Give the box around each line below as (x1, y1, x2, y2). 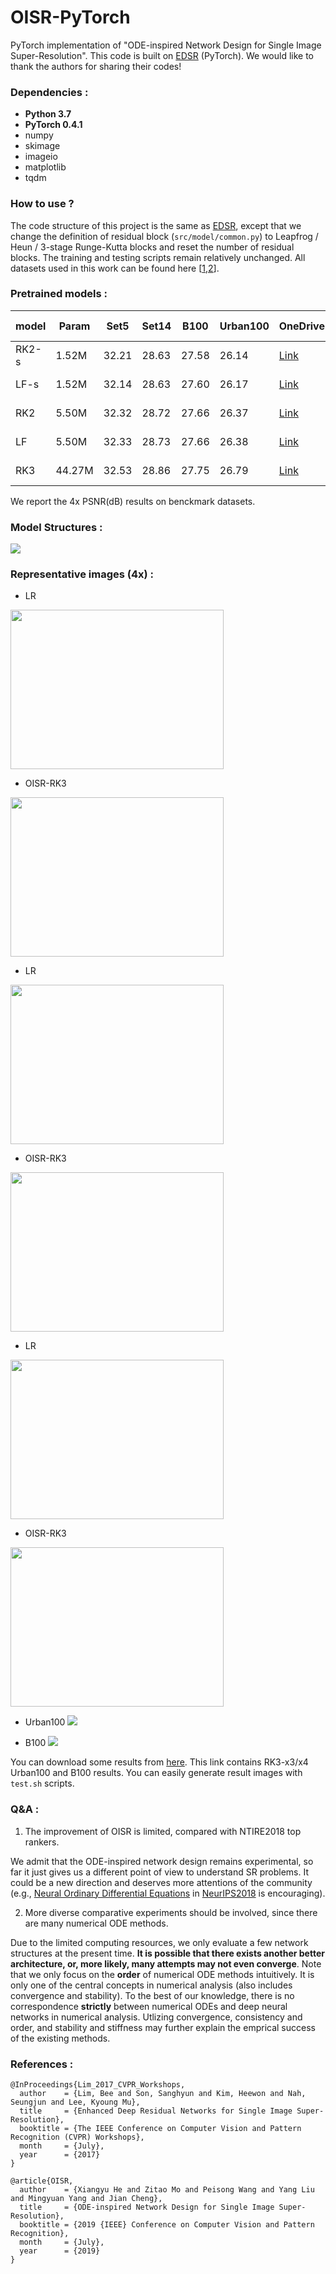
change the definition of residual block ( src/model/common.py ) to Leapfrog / (10, 230, 319, 242)
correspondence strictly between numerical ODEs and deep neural (10, 2000, 288, 2012)
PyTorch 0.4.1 (24, 119, 83, 131)
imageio (24, 151, 58, 163)
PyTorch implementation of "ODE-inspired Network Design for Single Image (10, 39, 322, 51)
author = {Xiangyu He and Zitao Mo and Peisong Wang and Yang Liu (19, 2185, 315, 2195)
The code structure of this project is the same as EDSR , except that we (10, 219, 302, 231)
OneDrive (278, 319, 325, 333)
